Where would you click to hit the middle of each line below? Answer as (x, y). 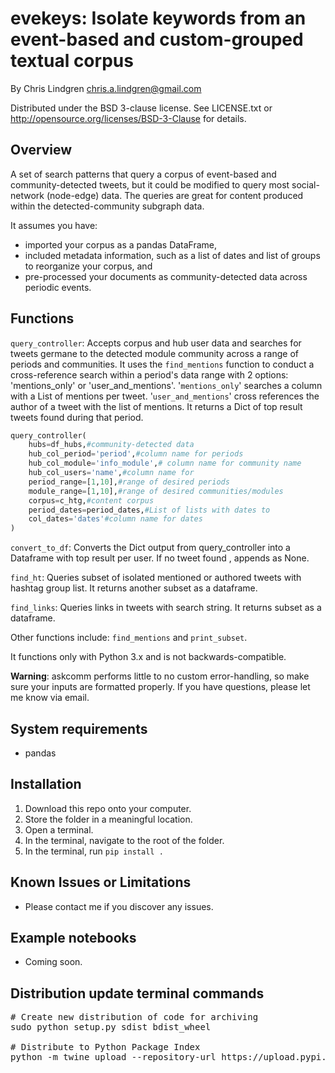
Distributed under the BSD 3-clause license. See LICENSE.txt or (141, 108)
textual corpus (72, 61)
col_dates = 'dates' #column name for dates (115, 519)
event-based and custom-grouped (157, 39)
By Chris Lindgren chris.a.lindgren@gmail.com (106, 88)
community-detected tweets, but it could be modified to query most (150, 184)
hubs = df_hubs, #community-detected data (111, 445)
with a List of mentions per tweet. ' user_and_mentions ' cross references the (165, 396)
